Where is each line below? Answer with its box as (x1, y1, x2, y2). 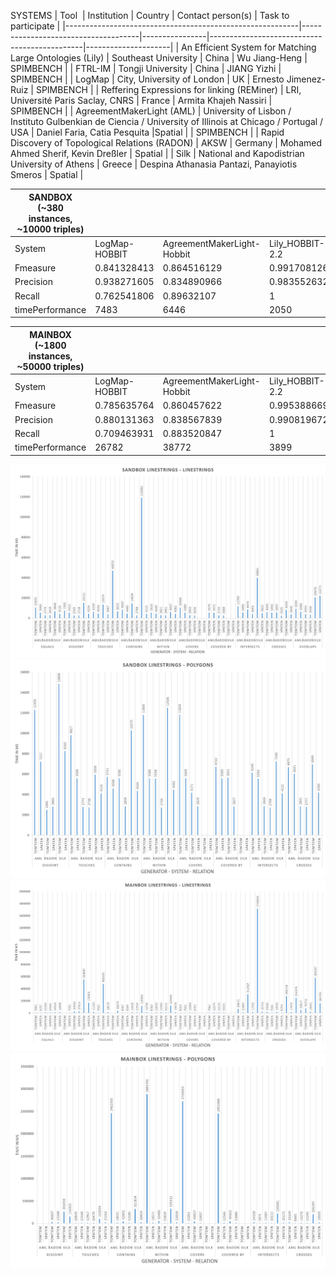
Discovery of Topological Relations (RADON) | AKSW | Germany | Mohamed (10, 137, 323, 149)
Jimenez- (286, 73, 326, 85)
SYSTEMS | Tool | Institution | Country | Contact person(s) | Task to (10, 10, 290, 21)
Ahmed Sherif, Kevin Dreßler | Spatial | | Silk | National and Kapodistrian (10, 148, 305, 159)
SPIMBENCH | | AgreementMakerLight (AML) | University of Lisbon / (10, 105, 292, 117)
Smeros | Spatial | (10, 169, 84, 180)
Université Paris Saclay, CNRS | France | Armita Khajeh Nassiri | (10, 95, 273, 106)
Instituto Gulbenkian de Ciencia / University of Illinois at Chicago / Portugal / (10, 116, 324, 127)
